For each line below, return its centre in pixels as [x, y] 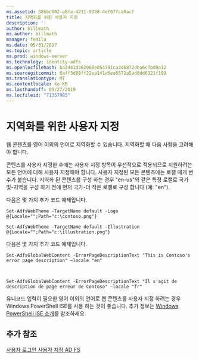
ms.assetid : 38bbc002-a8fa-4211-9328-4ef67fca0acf [70, 12]
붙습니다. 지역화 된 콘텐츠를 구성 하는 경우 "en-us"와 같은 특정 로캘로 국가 [103, 180]
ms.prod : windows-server [37, 56]
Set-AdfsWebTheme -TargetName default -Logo [62, 211]
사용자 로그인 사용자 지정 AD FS [43, 349]
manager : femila [26, 39]
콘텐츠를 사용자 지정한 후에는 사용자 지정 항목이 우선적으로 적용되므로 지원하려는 [99, 165]
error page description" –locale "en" [54, 260]
